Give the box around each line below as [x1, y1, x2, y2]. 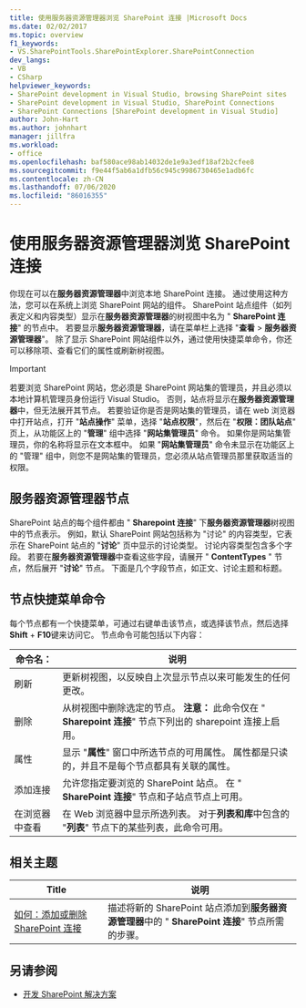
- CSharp [9, 73, 43, 82]
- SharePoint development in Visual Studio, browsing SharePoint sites [9, 89, 287, 98]
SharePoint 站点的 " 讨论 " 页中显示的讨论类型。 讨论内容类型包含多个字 [26, 540, 293, 550]
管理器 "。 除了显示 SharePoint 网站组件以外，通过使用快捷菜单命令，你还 [16, 334, 293, 345]
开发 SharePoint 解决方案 [22, 989, 117, 1000]
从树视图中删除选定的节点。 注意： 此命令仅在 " [62, 701, 266, 714]
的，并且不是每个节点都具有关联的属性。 [62, 759, 236, 772]
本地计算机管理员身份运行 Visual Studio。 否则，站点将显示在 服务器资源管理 [9, 393, 294, 404]
